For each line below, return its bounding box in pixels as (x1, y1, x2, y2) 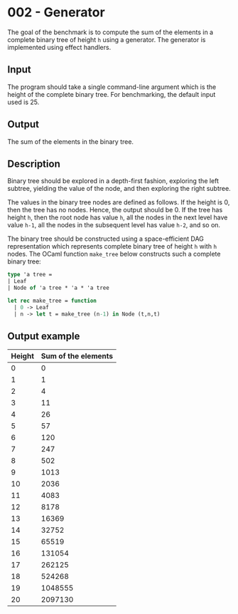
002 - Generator (7, 4, 105, 21)
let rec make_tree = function (7, 297, 97, 304)
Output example (7, 331, 80, 343)
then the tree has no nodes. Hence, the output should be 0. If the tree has (7, 206, 223, 214)
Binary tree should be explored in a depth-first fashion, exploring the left (7, 177, 219, 185)
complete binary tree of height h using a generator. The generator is (7, 35, 206, 43)
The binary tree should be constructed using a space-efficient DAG (7, 234, 205, 243)
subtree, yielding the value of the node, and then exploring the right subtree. (7, 184, 231, 193)
